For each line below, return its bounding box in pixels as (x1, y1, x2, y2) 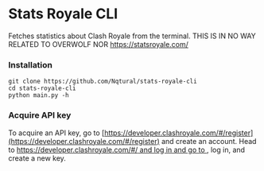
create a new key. (8, 153, 66, 163)
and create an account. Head (161, 136, 257, 146)
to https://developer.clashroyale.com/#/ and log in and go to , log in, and (8, 145, 245, 154)
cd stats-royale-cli (8, 84, 77, 92)
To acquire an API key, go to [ (8, 128, 105, 138)
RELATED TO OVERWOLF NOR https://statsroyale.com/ (8, 39, 189, 49)
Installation (8, 59, 53, 70)
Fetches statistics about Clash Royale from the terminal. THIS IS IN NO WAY (8, 31, 256, 41)
